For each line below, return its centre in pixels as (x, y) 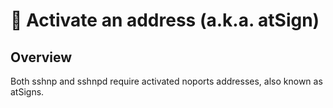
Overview (41, 57)
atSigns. (27, 92)
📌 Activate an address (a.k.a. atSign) (165, 20)
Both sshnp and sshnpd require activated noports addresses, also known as (166, 81)
